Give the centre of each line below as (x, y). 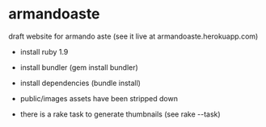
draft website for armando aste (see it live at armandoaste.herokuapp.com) (133, 36)
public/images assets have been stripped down (99, 98)
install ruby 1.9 (44, 51)
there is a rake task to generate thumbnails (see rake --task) (120, 114)
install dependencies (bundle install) (80, 83)
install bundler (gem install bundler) (79, 67)
